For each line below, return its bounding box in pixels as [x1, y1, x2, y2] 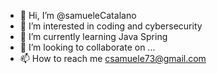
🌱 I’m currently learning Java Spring [19, 31, 168, 42]
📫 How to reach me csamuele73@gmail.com [19, 53, 207, 64]
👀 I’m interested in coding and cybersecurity [19, 20, 203, 32]
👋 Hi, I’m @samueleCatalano [19, 10, 137, 21]
